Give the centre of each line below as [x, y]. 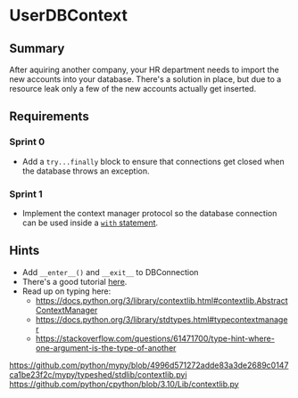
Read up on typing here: [66, 291]
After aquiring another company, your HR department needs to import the [144, 69]
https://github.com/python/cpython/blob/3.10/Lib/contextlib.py [124, 384]
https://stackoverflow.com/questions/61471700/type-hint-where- [155, 338]
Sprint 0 [27, 142]
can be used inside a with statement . [90, 223]
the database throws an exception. [86, 171]
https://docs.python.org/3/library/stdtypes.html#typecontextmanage [161, 319]
